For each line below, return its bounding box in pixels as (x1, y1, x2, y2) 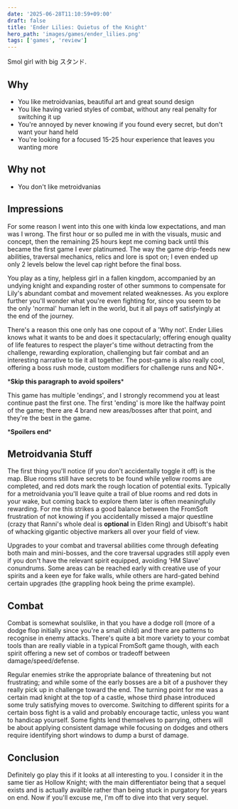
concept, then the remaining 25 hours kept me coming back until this (7, 237, 210, 246)
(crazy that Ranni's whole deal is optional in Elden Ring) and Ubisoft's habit (7, 520, 228, 528)
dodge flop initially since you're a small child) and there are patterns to (7, 627, 215, 635)
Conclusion (7, 751, 60, 763)
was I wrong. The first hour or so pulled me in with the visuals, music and (7, 230, 222, 238)
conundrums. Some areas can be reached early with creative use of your (7, 564, 222, 572)
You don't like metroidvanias (17, 182, 102, 191)
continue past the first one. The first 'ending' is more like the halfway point (7, 398, 226, 407)
